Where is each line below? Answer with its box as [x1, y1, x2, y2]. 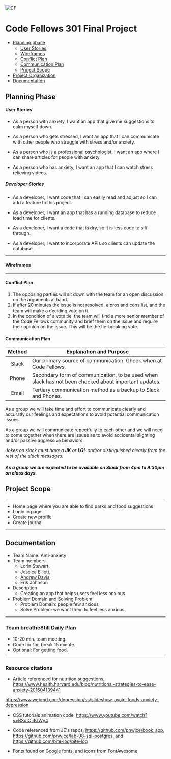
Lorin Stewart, [20, 563, 50, 570]
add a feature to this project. [12, 199, 72, 205]
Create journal [12, 519, 43, 526]
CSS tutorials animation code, [12, 711, 75, 718]
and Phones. [32, 393, 62, 400]
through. [12, 230, 31, 236]
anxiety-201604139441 [12, 686, 61, 693]
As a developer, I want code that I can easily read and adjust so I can [12, 194, 157, 200]
